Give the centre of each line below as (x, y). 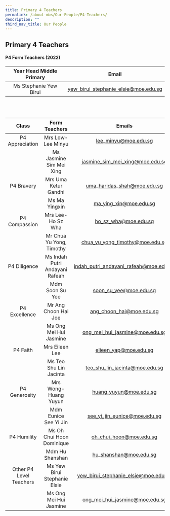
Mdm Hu (56, 451)
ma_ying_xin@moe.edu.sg (124, 203)
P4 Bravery (23, 186)
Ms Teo (56, 361)
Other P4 (23, 469)
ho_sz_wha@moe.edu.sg (124, 221)
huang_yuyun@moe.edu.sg (124, 392)
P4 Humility (23, 437)
